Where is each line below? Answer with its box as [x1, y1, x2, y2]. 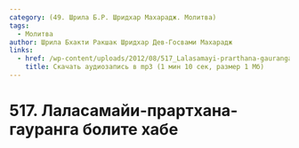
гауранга [9, 120, 80, 140]
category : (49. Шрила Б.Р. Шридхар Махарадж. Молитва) [9, 12, 217, 22]
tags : [9, 21, 29, 30]
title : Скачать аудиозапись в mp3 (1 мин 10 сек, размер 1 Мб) [25, 63, 265, 72]
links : [9, 46, 34, 55]
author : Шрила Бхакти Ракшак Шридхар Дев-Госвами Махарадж [9, 37, 233, 47]
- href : [17, 54, 46, 63]
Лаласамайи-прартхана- [41, 101, 238, 121]
